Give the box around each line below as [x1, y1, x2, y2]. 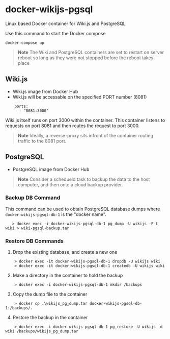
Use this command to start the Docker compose [5, 30, 106, 36]
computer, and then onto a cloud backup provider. [17, 181, 123, 187]
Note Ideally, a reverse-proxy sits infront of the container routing [17, 132, 154, 138]
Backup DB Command [5, 194, 61, 201]
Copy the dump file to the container [12, 291, 88, 297]
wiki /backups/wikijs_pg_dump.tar [5, 329, 79, 334]
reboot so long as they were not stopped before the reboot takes [17, 55, 154, 61]
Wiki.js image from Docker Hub [12, 88, 78, 94]
